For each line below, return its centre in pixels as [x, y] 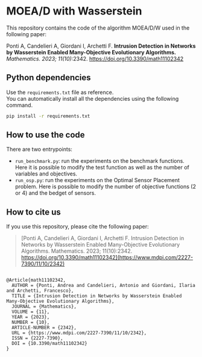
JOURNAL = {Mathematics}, [44, 307]
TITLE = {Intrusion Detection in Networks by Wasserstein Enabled [97, 296]
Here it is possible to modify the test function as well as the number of [102, 168]
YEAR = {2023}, [31, 317]
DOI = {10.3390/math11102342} [49, 344]
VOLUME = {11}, [31, 312]
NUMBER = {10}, [31, 323]
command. [20, 105]
